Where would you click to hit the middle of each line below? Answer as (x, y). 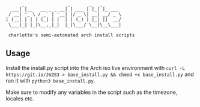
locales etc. (20, 98)
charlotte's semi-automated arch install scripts (71, 35)
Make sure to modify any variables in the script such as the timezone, (92, 92)
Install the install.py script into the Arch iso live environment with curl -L (95, 68)
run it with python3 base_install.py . (50, 80)
